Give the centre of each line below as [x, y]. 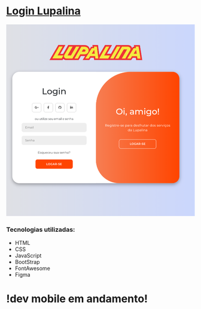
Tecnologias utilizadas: [41, 230]
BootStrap [27, 262]
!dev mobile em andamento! [77, 299]
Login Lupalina [43, 11]
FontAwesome [33, 268]
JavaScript [28, 255]
